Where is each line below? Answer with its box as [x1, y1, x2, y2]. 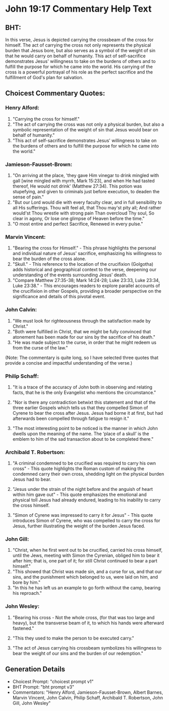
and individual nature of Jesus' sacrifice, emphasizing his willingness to [12, 251, 162, 257]
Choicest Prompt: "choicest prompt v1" [12, 678, 94, 685]
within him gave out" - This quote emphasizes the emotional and [12, 491, 147, 497]
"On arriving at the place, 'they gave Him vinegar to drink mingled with [12, 172, 159, 178]
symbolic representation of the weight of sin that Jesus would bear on [12, 126, 158, 132]
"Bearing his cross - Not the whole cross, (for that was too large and [12, 614, 155, 620]
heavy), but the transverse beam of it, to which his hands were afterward [12, 620, 164, 626]
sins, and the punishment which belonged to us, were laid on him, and [12, 574, 158, 580]
